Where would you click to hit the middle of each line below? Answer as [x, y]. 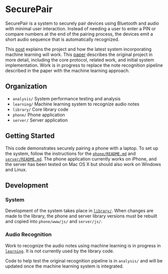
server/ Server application [40, 120]
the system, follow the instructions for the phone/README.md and [71, 153]
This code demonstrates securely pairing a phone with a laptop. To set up [82, 148]
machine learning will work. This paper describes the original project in [79, 54]
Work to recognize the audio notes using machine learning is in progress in [83, 245]
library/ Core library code [40, 109]
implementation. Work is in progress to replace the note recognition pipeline [84, 65]
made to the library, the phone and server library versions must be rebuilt [81, 216]
